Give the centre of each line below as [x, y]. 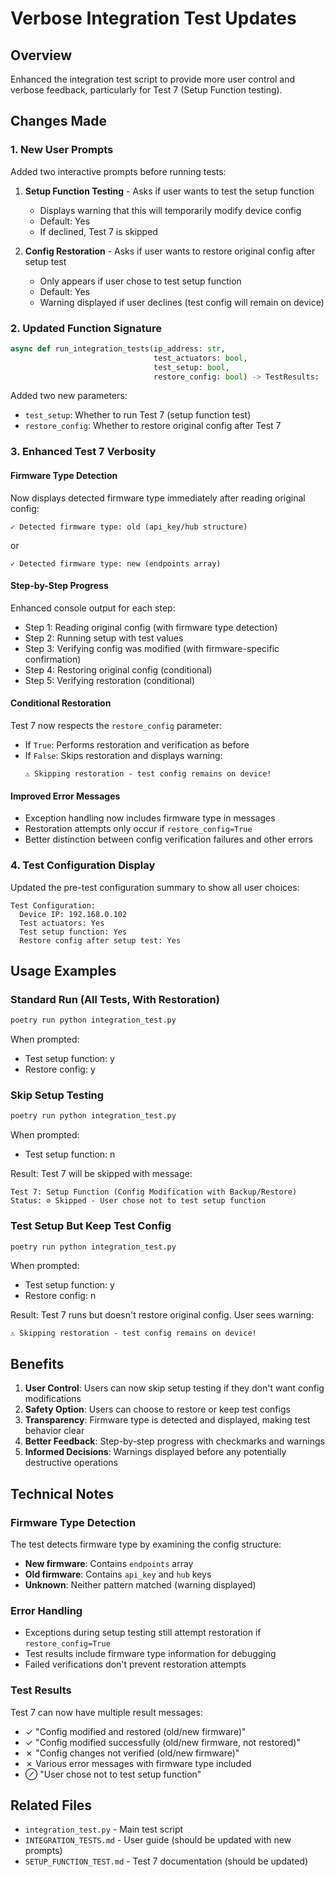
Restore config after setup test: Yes [100, 940]
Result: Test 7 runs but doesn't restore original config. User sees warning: [162, 1315]
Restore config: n [60, 1296]
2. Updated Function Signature [86, 328]
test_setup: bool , [191, 367]
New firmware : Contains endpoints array [109, 1563]
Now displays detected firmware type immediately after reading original [158, 498]
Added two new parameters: [69, 396]
